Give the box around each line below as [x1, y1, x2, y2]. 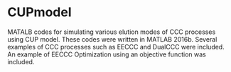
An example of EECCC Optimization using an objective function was [7, 50, 206, 59]
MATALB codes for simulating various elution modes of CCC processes [7, 28, 216, 36]
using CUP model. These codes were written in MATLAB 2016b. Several [7, 35, 217, 43]
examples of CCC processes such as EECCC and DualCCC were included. [7, 42, 225, 51]
